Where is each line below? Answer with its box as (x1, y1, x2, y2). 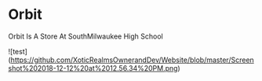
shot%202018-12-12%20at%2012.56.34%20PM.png (8, 63, 178, 72)
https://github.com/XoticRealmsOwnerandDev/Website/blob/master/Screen (10, 55, 255, 64)
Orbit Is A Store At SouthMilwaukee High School (8, 31, 163, 41)
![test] (8, 46, 27, 56)
